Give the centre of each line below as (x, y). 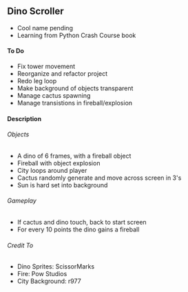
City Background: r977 (49, 281)
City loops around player (52, 170)
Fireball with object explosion (59, 163)
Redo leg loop (37, 81)
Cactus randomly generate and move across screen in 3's (99, 178)
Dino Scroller (35, 11)
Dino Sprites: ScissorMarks (56, 267)
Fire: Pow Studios (42, 274)
